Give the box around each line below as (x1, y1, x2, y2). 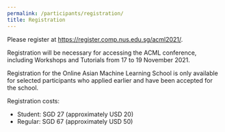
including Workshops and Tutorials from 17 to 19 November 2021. (7, 55, 190, 64)
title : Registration (7, 16, 66, 23)
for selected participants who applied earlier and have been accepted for (7, 76, 213, 84)
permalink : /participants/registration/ (7, 10, 124, 17)
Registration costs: (7, 96, 60, 105)
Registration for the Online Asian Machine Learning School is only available (7, 69, 219, 77)
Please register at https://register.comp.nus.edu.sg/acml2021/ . (7, 35, 183, 43)
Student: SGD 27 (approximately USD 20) (16, 110, 134, 118)
